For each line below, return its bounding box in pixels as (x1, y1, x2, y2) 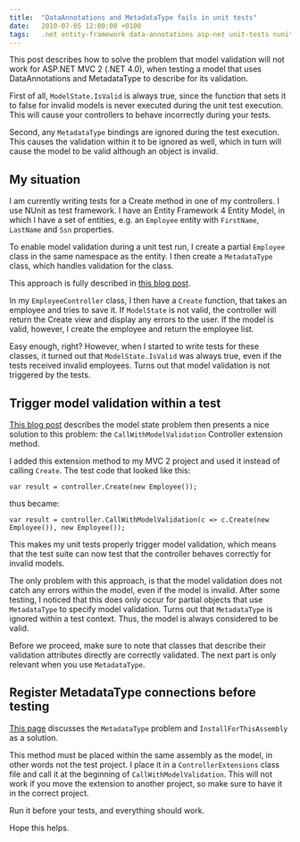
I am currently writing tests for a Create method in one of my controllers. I (9, 196, 279, 207)
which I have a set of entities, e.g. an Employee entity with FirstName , (9, 215, 260, 225)
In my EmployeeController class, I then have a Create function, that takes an (9, 295, 287, 306)
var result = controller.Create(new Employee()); (9, 482, 198, 491)
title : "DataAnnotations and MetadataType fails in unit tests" (9, 13, 257, 22)
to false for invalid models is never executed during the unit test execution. (9, 100, 284, 111)
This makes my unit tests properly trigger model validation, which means (9, 539, 277, 549)
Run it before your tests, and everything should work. (9, 804, 205, 815)
